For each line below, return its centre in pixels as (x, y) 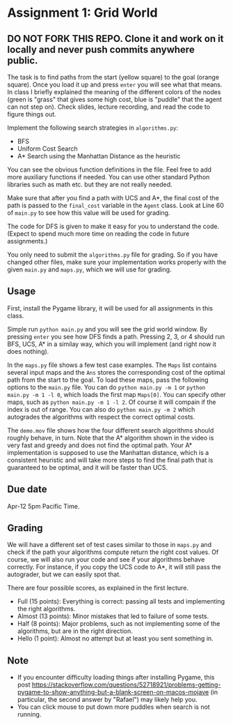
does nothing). (28, 351)
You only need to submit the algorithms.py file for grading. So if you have (112, 255)
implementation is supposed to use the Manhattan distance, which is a (108, 452)
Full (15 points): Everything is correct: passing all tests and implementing (121, 601)
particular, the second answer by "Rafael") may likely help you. (107, 700)
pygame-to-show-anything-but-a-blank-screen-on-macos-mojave (113, 692)
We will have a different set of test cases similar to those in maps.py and (110, 545)
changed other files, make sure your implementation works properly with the (117, 262)
